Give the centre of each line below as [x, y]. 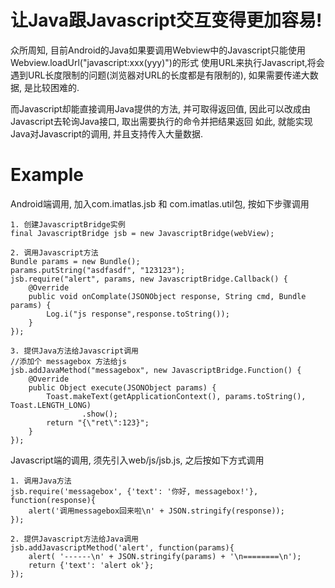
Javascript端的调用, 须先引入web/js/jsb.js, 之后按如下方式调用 [137, 460]
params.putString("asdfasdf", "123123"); [98, 270]
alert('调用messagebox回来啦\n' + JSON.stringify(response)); [156, 511]
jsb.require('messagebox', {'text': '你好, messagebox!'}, [134, 491]
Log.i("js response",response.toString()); [138, 314]
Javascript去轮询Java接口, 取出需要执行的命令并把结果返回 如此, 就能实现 [161, 121]
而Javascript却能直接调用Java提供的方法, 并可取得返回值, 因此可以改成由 [160, 108]
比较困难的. [56, 87]
